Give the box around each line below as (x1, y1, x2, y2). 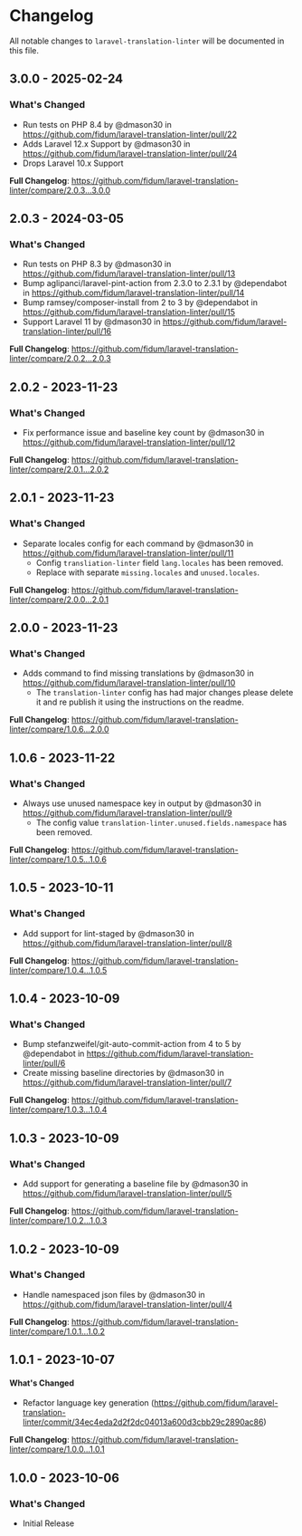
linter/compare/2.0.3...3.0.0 (9, 185, 111, 196)
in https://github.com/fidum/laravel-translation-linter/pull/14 (22, 287, 245, 299)
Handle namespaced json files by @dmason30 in (22, 1289, 205, 1300)
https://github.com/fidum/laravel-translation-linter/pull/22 (22, 129, 238, 139)
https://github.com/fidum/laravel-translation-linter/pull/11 (22, 547, 234, 558)
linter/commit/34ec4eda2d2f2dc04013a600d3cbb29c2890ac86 (22, 1416, 264, 1427)
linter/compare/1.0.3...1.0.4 (9, 1104, 108, 1115)
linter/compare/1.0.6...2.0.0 (9, 724, 110, 734)
